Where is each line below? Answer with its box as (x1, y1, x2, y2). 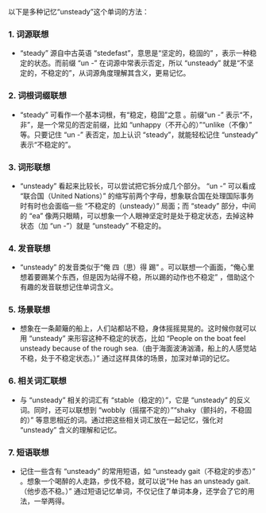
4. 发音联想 (8, 242, 51, 253)
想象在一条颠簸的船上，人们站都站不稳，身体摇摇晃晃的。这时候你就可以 (19, 323, 256, 333)
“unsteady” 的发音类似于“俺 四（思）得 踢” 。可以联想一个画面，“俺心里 (19, 262, 255, 272)
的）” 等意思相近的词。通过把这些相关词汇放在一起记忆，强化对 (19, 415, 224, 425)
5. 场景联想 (8, 304, 51, 315)
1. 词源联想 (8, 29, 49, 40)
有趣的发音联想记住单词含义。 (19, 282, 118, 292)
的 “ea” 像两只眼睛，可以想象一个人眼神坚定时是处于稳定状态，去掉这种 (19, 210, 254, 221)
